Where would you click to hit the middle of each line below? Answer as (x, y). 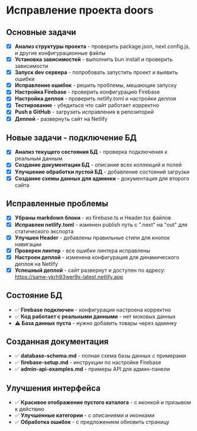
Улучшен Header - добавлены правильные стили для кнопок (92, 237)
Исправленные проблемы (57, 204)
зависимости (31, 66)
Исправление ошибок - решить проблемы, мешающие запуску (96, 85)
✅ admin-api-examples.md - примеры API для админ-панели (92, 369)
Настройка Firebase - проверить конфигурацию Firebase (87, 92)
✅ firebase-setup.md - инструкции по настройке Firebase (88, 362)
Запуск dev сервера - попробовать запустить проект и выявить (96, 72)
